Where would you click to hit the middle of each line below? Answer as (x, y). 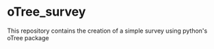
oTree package (28, 37)
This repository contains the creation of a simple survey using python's (107, 31)
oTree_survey (46, 12)
